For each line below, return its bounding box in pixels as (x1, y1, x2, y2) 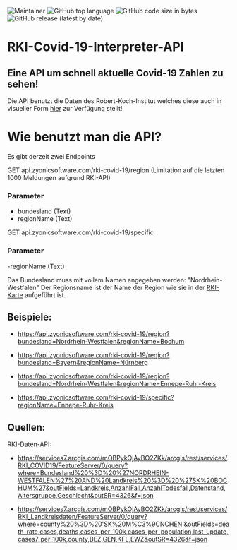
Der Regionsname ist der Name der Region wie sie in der (40, 283, 205, 292)
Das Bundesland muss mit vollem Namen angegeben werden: (7, 275, 186, 284)
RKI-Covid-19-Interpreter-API (7, 39, 185, 55)
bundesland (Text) (17, 207, 71, 215)
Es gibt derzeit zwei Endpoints (7, 152, 95, 160)
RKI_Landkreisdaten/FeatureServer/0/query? (17, 513, 148, 521)
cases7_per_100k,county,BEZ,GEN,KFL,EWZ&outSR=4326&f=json (17, 535, 208, 544)
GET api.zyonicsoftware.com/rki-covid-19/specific (7, 228, 154, 237)
